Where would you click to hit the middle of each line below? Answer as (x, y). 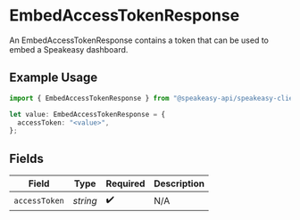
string (85, 200)
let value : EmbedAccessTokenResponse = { (87, 114)
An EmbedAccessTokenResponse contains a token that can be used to (139, 40)
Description (179, 183)
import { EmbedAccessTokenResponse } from (89, 98)
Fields (27, 158)
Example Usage (54, 78)
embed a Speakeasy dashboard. (69, 49)
